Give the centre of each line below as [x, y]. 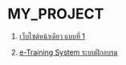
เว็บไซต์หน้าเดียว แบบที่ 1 [52, 36]
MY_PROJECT [56, 14]
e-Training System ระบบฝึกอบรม [68, 52]
